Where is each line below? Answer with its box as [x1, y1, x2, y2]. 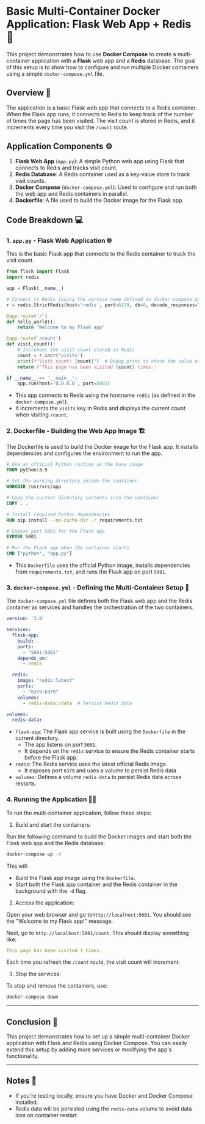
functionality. [6, 1052, 40, 1060]
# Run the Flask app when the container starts [6, 545, 130, 551]
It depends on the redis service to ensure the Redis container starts [24, 747, 195, 755]
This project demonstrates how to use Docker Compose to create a [6, 50, 176, 57]
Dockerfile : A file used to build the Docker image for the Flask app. [15, 196, 184, 204]
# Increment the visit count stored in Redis [17, 347, 135, 353]
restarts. [15, 780, 37, 787]
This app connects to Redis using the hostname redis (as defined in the [15, 391, 196, 399]
